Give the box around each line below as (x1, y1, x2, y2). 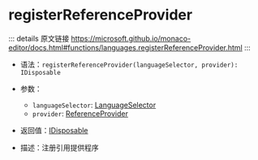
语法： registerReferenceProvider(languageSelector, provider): (19, 59, 239, 69)
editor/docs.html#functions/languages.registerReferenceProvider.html (8, 42, 243, 52)
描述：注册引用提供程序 (19, 142, 99, 152)
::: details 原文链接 (8, 33, 70, 43)
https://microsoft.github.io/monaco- (71, 33, 191, 43)
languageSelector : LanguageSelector (32, 100, 157, 110)
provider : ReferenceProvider (32, 108, 128, 119)
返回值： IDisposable (19, 125, 88, 135)
